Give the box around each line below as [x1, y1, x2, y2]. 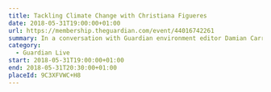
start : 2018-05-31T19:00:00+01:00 [8, 57, 125, 65]
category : [8, 42, 42, 50]
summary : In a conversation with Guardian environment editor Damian [8, 34, 248, 42]
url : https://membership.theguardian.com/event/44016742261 [8, 26, 215, 34]
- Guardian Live [15, 49, 70, 57]
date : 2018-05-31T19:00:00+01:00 [8, 19, 121, 27]
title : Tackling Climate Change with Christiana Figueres [8, 11, 207, 20]
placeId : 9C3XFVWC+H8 [8, 71, 81, 79]
